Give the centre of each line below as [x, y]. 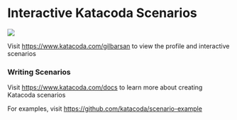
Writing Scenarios [39, 72]
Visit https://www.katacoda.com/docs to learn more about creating [105, 87]
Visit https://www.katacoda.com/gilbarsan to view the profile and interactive [118, 46]
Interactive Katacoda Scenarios [102, 13]
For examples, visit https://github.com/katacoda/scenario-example [105, 109]
